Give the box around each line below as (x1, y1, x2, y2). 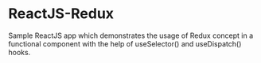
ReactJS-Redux (8, 5, 114, 23)
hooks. (8, 47, 31, 57)
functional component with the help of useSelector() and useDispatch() (8, 39, 242, 48)
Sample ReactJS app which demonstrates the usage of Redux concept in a (8, 31, 254, 40)
